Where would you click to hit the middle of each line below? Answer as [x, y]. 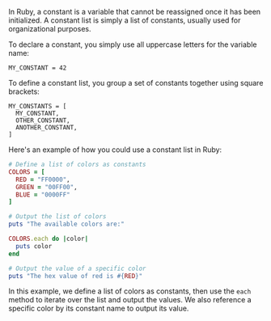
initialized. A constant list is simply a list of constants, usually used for [125, 20]
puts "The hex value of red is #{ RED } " [76, 276]
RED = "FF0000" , [43, 180]
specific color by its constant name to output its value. [99, 308]
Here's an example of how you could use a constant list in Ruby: [115, 150]
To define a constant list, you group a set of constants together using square [136, 83]
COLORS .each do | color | [49, 239]
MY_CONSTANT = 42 [38, 68]
